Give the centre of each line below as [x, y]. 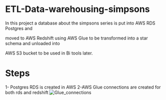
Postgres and [19, 28]
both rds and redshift [27, 92]
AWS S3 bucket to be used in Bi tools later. [49, 53]
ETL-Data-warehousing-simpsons [77, 9]
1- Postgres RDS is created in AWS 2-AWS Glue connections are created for [83, 87]
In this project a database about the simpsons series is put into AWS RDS [80, 23]
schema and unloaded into [32, 43]
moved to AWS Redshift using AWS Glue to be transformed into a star [77, 38]
